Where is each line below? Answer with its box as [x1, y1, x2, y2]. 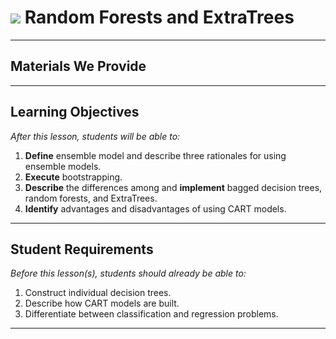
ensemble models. [24, 160, 102, 172]
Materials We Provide [10, 58, 147, 75]
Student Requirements [10, 241, 154, 258]
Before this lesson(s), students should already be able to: [10, 267, 247, 280]
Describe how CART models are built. [24, 297, 180, 310]
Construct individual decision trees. [24, 287, 172, 299]
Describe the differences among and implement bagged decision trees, [24, 181, 323, 193]
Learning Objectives [10, 104, 140, 121]
